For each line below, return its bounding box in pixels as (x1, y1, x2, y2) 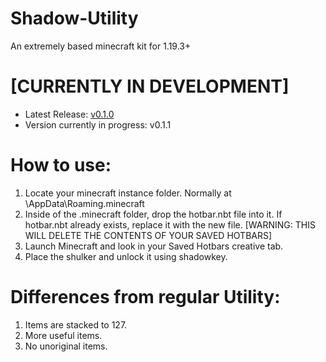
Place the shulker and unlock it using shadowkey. (24, 250, 228, 262)
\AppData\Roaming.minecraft (24, 197, 145, 209)
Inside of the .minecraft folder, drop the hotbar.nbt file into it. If (24, 208, 283, 220)
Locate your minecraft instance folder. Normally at (24, 187, 232, 199)
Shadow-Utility (10, 7, 139, 30)
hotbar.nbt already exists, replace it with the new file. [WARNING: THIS (24, 218, 316, 231)
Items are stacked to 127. (24, 318, 128, 331)
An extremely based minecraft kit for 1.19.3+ (10, 40, 192, 52)
